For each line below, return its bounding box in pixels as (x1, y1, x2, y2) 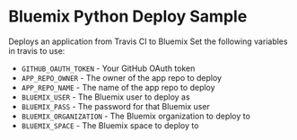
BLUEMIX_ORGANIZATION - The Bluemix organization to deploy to (21, 110, 250, 121)
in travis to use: (8, 45, 66, 56)
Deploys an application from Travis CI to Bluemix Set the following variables (8, 36, 288, 47)
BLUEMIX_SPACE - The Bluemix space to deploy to (21, 119, 199, 131)
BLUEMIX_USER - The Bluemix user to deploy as (21, 92, 190, 102)
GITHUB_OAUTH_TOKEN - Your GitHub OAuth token (21, 63, 196, 74)
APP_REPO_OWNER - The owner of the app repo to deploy (21, 72, 222, 83)
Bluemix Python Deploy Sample (8, 6, 248, 27)
